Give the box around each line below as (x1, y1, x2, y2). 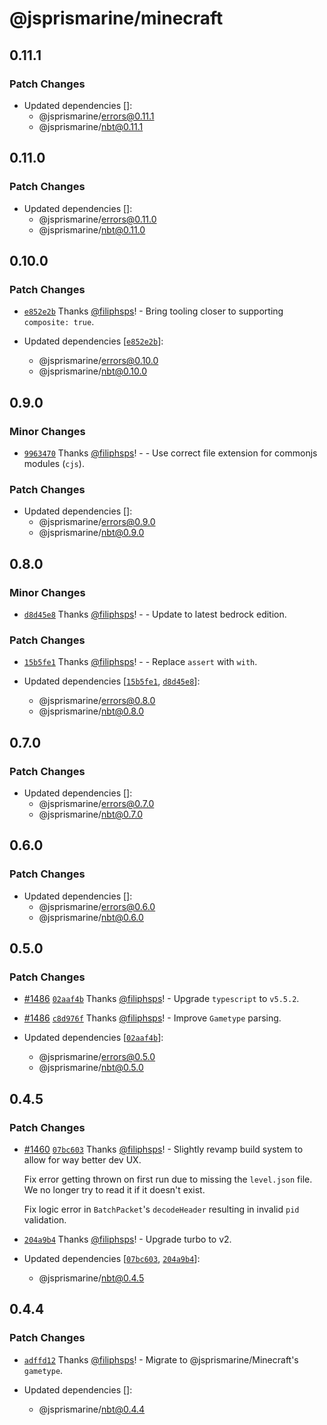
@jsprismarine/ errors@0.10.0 (38, 355, 159, 367)
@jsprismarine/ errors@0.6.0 (38, 900, 156, 912)
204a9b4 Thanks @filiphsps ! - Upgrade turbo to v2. (23, 1233, 232, 1245)
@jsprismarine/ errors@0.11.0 (38, 213, 157, 225)
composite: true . (23, 316, 95, 328)
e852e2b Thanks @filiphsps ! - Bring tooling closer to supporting (23, 305, 284, 317)
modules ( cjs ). (23, 457, 85, 469)
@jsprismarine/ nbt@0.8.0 (38, 705, 145, 717)
